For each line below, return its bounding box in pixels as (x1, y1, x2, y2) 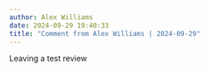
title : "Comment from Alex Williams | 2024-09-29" (9, 29, 201, 38)
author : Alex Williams (9, 12, 93, 22)
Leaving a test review (9, 54, 87, 64)
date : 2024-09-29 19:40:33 (9, 21, 109, 30)
